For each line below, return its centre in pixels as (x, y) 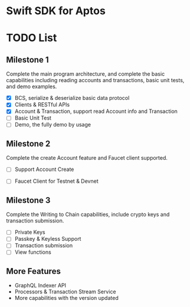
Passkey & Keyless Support (48, 239)
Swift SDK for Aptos (56, 11)
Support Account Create (44, 169)
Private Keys (30, 232)
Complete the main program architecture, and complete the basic (86, 74)
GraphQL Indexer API (40, 286)
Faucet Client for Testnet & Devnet (56, 181)
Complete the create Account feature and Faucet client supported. (87, 158)
